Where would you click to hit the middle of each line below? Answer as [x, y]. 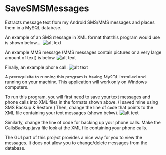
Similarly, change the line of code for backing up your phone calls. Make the [83, 122]
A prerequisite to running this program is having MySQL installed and [76, 77]
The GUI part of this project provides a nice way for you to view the [74, 137]
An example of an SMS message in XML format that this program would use [83, 37]
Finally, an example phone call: [37, 67]
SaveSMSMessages [47, 9]
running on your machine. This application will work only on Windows [76, 82]
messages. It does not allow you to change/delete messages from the [76, 143]
